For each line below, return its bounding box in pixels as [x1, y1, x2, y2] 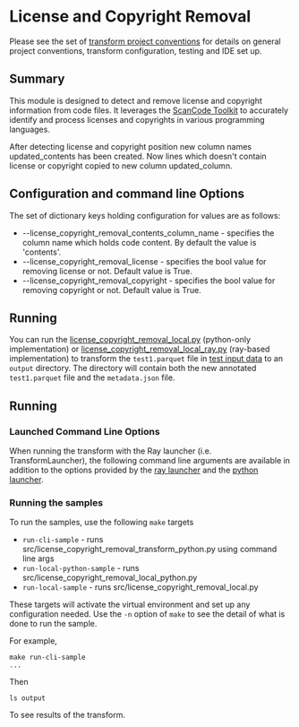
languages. [9, 124, 51, 134]
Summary [9, 72, 65, 87]
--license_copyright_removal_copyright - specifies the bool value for [21, 275, 276, 286]
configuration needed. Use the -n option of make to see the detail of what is [9, 609, 286, 619]
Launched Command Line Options [9, 425, 160, 437]
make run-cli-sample [9, 653, 87, 662]
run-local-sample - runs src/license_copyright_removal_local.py [21, 582, 259, 593]
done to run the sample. [9, 619, 98, 629]
